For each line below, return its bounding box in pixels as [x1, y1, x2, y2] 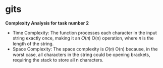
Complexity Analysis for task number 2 [5, 20, 89, 26]
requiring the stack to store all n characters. [12, 56, 103, 63]
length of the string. [12, 40, 54, 46]
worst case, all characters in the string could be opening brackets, [12, 51, 150, 57]
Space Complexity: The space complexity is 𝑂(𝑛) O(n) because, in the [12, 46, 158, 52]
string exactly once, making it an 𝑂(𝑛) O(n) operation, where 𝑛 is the [12, 35, 154, 41]
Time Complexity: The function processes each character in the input [12, 29, 157, 35]
